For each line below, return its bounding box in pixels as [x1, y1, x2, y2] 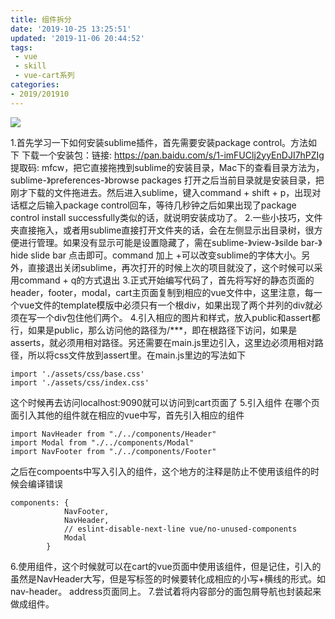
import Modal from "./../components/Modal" [10, 437, 195, 448]
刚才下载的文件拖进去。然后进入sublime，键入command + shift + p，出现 [10, 186, 313, 198]
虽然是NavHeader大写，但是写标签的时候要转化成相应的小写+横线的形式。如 [10, 572, 326, 585]
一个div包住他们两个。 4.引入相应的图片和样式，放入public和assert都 [36, 311, 321, 323]
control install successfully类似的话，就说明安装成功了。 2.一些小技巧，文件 [10, 211, 323, 223]
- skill [14, 61, 47, 71]
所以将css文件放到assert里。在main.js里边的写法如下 [27, 349, 247, 361]
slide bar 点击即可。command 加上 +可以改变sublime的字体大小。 [30, 249, 302, 261]
